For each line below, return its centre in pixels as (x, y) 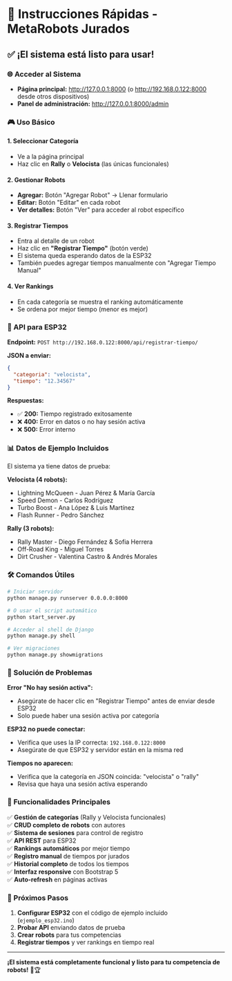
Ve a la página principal (50, 156)
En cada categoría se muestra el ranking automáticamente (100, 302)
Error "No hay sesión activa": (50, 688)
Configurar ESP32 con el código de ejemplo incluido (92, 913)
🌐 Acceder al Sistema (44, 74)
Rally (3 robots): (31, 528)
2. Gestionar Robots (36, 180)
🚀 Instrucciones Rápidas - (83, 14)
